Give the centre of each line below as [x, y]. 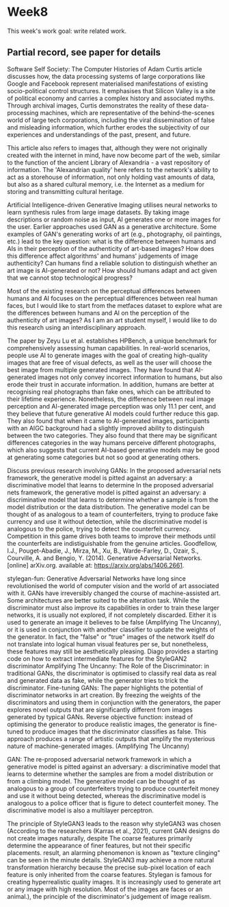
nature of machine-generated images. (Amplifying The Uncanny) [98, 746]
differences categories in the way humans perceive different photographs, [112, 442]
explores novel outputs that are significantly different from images [100, 710]
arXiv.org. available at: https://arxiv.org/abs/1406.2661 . [107, 565]
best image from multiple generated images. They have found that [100, 370]
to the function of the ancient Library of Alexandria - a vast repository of [109, 162]
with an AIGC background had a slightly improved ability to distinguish [106, 428]
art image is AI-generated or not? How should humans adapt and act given [112, 270]
